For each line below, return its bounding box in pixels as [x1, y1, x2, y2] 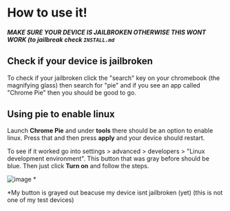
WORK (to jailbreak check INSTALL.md [7, 35, 115, 43]
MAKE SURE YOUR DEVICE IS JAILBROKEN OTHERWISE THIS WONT [7, 28, 207, 36]
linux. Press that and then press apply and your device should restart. [7, 134, 205, 142]
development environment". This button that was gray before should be [7, 154, 210, 163]
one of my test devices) [7, 196, 74, 204]
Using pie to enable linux [7, 108, 115, 120]
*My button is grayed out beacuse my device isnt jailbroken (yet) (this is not [7, 188, 223, 197]
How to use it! [7, 5, 87, 21]
